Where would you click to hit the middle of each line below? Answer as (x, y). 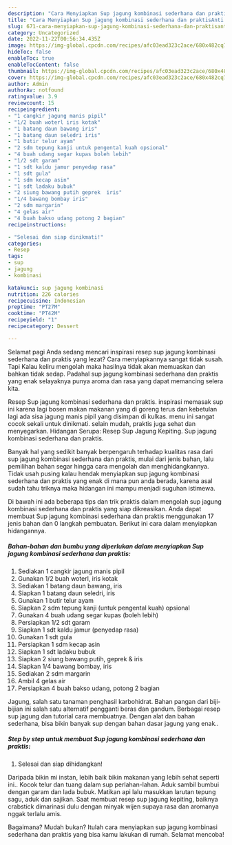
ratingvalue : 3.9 (33, 97)
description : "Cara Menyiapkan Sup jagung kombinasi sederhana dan (107, 13)
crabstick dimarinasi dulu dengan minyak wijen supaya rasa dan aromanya (113, 806)
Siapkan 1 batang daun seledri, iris (66, 593)
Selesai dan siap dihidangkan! (60, 764)
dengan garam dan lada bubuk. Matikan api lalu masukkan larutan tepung (112, 791)
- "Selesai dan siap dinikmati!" (56, 237)
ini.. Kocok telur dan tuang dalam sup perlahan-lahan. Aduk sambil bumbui (114, 784)
